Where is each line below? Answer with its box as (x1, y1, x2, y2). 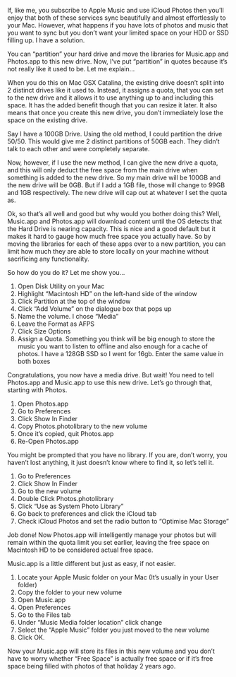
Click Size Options (17, 327, 71, 335)
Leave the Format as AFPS (17, 319, 95, 328)
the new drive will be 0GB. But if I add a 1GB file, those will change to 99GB (7, 181, 225, 189)
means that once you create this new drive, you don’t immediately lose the (7, 109, 223, 117)
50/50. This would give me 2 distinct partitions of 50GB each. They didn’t (7, 137, 220, 146)
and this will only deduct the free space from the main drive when (7, 166, 199, 174)
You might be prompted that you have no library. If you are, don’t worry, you (7, 451, 228, 459)
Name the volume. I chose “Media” (17, 312, 119, 320)
